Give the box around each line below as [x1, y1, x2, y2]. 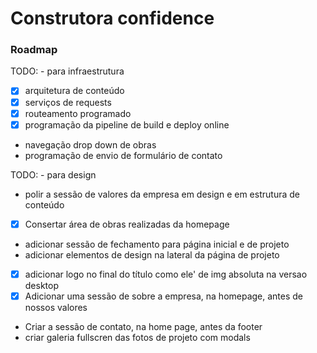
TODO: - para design [10, 168, 97, 181]
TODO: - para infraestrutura [10, 65, 125, 77]
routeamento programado [24, 107, 132, 119]
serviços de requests [24, 96, 112, 108]
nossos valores [24, 301, 88, 313]
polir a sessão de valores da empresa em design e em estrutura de [24, 188, 300, 200]
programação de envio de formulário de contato [24, 149, 223, 161]
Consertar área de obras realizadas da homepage [24, 218, 230, 230]
